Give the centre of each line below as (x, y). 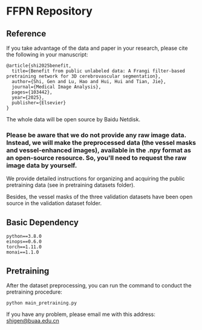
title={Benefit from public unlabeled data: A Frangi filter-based (99, 71)
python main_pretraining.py (42, 303)
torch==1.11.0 (24, 247)
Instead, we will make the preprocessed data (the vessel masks (101, 143)
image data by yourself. (42, 165)
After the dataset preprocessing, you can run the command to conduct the (99, 285)
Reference (26, 34)
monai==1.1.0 (23, 252)
